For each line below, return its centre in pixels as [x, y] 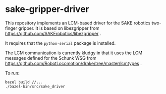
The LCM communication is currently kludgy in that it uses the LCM [74, 53]
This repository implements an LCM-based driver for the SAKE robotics [78, 23]
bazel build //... [24, 82]
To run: [12, 73]
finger [11, 28]
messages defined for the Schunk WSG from [51, 58]
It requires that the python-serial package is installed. [60, 43]
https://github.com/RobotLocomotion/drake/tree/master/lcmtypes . [74, 63]
